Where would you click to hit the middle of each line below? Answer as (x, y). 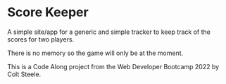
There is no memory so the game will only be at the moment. (95, 53)
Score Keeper (48, 12)
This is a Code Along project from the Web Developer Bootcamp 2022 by (113, 66)
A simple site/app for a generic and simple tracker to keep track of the (109, 32)
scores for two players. (41, 39)
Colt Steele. (24, 74)
